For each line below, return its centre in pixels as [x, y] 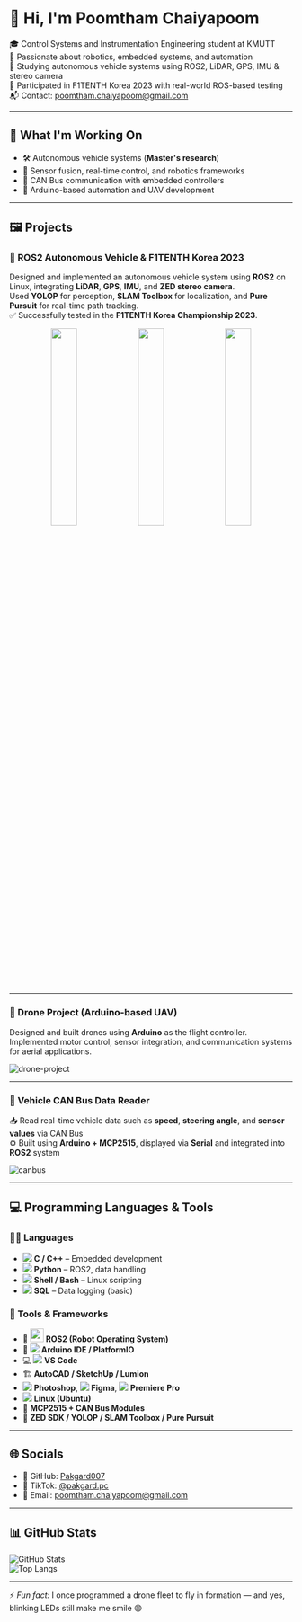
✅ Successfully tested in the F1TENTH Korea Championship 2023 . [133, 315]
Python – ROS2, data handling [90, 1269]
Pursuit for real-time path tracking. [74, 306]
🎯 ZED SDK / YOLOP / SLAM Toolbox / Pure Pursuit [118, 1418]
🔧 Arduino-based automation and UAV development [118, 190]
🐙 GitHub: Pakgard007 [64, 1476]
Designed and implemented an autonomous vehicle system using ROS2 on [147, 277]
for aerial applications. [51, 1051]
